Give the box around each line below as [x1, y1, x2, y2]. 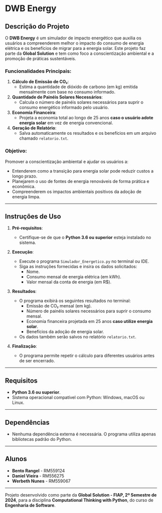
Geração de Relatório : [12, 125, 57, 131]
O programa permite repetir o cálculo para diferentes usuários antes [19, 353, 155, 359]
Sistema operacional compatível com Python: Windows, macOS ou [12, 395, 145, 401]
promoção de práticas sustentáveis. [5, 56, 76, 61]
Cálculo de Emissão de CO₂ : [12, 79, 69, 85]
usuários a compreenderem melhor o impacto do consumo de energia [5, 40, 144, 46]
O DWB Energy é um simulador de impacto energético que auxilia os [5, 35, 141, 41]
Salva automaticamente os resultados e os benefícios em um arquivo [19, 130, 157, 136]
